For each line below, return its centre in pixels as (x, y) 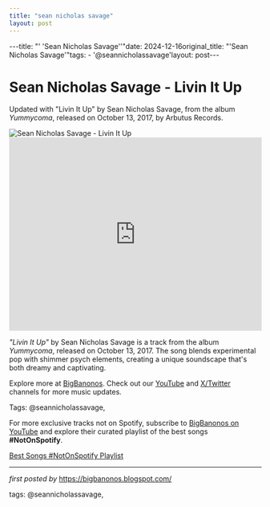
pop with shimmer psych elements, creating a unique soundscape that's (128, 359)
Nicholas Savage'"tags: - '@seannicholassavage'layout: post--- (114, 55)
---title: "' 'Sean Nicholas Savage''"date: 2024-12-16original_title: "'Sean (129, 46)
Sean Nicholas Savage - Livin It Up (126, 87)
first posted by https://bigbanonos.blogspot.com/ (91, 479)
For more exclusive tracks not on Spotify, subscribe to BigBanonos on (124, 423)
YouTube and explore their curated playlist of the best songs (109, 431)
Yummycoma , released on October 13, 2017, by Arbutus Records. (116, 118)
